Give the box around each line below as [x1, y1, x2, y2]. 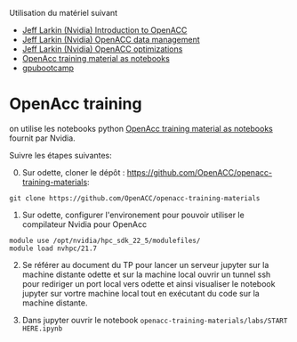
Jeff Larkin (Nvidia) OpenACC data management [21, 35, 200, 45]
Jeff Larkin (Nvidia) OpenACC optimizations [21, 44, 183, 54]
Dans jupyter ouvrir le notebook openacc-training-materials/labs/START [21, 314, 288, 325]
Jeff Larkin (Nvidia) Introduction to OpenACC [21, 25, 188, 35]
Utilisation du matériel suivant [9, 8, 118, 18]
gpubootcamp [21, 62, 74, 73]
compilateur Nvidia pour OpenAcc [21, 218, 148, 230]
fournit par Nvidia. [9, 133, 76, 143]
